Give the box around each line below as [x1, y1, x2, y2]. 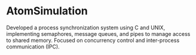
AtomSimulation [6, 4, 88, 18]
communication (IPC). [6, 43, 60, 50]
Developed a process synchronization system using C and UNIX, [6, 24, 166, 31]
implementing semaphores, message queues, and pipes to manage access [6, 30, 191, 37]
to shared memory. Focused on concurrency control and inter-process [6, 36, 180, 44]
